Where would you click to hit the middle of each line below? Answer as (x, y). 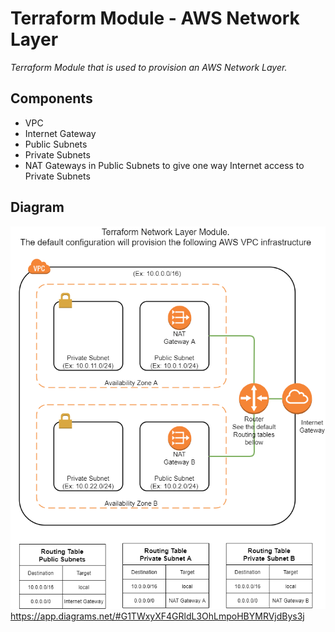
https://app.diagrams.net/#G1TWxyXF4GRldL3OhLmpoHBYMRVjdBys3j (157, 616)
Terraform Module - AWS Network (155, 18)
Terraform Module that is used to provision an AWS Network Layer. (149, 67)
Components (51, 98)
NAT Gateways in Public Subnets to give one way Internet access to (164, 165)
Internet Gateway (60, 133)
